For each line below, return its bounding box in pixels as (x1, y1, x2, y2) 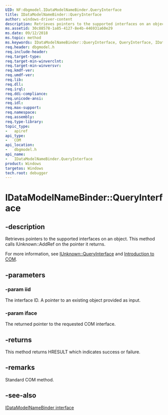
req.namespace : (5, 110, 37, 115)
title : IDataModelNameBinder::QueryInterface (5, 12, 101, 17)
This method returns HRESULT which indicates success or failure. (5, 349, 141, 355)
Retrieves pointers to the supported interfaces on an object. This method (5, 236, 155, 242)
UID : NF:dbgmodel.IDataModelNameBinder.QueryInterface (5, 7, 122, 13)
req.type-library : (5, 119, 43, 124)
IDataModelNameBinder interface (5, 404, 74, 410)
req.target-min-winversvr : (5, 63, 61, 68)
